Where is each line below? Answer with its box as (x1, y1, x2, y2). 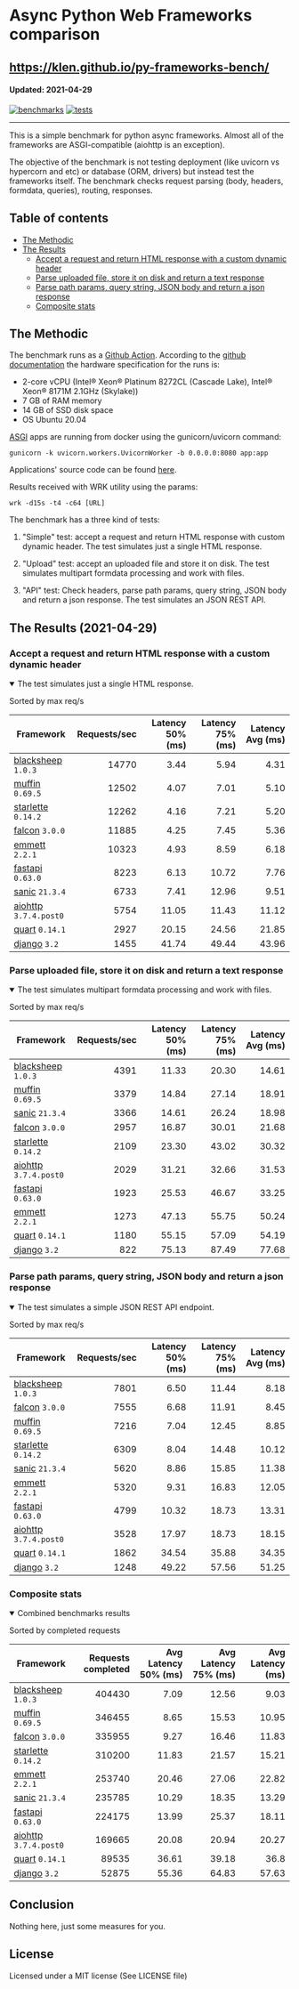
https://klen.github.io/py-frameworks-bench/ (9, 60, 270, 75)
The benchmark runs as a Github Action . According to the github (9, 350, 246, 360)
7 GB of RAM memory (21, 395, 102, 406)
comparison (9, 24, 101, 44)
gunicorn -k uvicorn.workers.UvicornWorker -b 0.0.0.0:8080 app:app (9, 449, 269, 458)
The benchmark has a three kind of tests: (9, 514, 160, 525)
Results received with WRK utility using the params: (9, 481, 198, 492)
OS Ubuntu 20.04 (21, 415, 87, 425)
